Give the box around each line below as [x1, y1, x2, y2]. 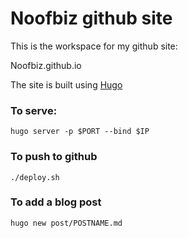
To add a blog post [10, 195, 102, 209]
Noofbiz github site [10, 7, 173, 30]
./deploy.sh [10, 172, 60, 182]
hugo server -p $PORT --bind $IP [10, 127, 150, 137]
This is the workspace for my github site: [10, 40, 178, 52]
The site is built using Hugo [10, 78, 123, 91]
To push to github [10, 150, 98, 164]
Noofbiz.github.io [10, 59, 82, 71]
